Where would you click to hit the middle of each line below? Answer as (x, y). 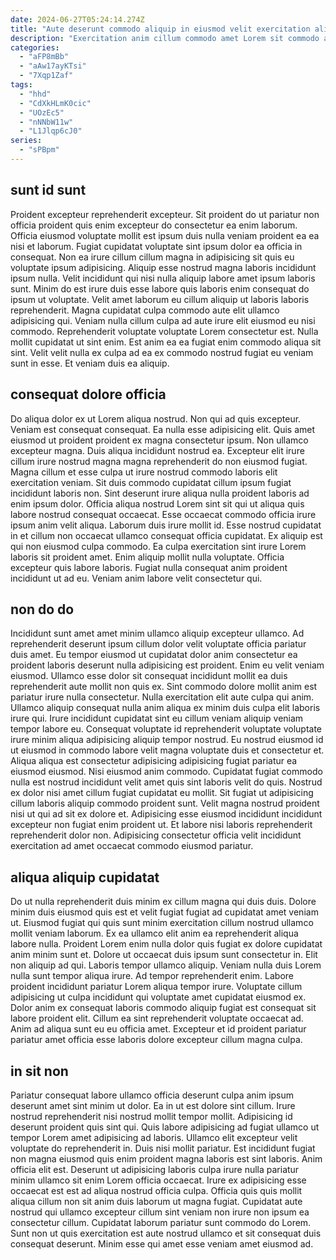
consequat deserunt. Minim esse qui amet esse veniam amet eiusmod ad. (162, 1243)
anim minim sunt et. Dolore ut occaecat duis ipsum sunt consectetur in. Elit (164, 955)
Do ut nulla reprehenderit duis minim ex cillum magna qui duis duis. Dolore (163, 902)
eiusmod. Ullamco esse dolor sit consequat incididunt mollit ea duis (149, 676)
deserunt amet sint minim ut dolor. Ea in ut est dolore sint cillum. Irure (153, 1105)
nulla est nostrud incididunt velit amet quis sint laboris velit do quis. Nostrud (166, 782)
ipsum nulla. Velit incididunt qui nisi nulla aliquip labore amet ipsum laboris (163, 278)
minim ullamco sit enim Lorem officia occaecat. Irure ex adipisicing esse (158, 1180)
